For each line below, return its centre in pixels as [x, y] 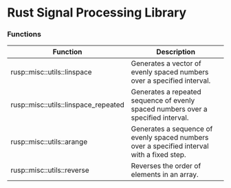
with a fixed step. [159, 155]
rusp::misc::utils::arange [49, 142]
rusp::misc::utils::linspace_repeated [68, 105]
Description [176, 52]
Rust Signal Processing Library [97, 13]
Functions [24, 34]
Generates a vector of [166, 63]
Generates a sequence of [172, 129]
